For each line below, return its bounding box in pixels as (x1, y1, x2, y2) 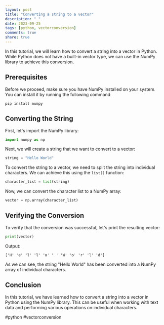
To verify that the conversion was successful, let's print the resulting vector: (5, 224, 160, 230)
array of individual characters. (5, 266, 67, 272)
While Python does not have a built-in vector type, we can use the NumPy (5, 53, 156, 59)
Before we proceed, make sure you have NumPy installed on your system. (5, 86, 156, 92)
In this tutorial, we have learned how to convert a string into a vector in (5, 294, 149, 300)
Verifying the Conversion (5, 211, 84, 220)
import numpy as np (5, 137, 45, 142)
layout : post (5, 7, 32, 12)
